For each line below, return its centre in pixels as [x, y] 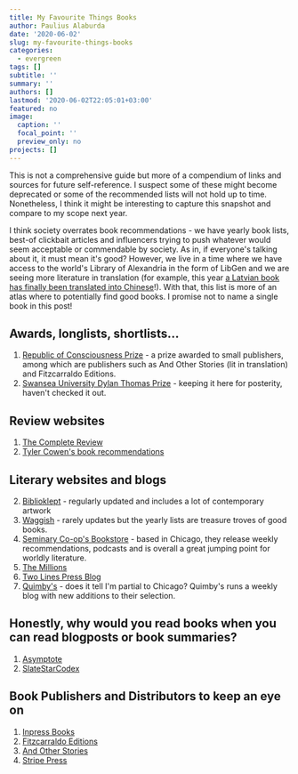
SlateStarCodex [51, 668]
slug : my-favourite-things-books [71, 42]
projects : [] [33, 149]
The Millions [44, 568]
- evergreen [40, 59]
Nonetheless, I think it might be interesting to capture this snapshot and [140, 203]
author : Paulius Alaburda [57, 26]
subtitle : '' [33, 76]
